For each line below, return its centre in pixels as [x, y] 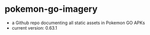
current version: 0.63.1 [34, 28]
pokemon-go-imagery [51, 9]
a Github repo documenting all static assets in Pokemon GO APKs [78, 23]
